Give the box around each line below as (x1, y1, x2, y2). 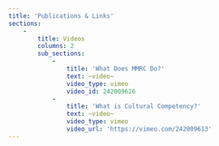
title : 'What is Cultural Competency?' (66, 102, 201, 110)
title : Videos (37, 34, 85, 43)
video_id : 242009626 (66, 87, 136, 96)
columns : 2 (37, 42, 75, 50)
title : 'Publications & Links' (8, 11, 114, 20)
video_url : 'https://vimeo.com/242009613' (66, 125, 213, 133)
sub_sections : (37, 49, 85, 58)
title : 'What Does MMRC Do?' (66, 65, 165, 73)
